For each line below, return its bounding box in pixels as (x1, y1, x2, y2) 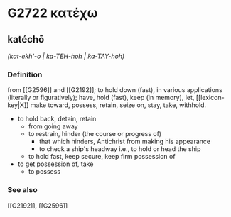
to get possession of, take (17, 160, 94, 168)
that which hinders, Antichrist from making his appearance (38, 137, 211, 146)
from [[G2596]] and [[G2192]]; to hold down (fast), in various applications (7, 86, 222, 94)
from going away (28, 122, 78, 130)
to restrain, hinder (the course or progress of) (28, 130, 162, 138)
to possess (28, 167, 61, 176)
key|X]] (7, 101, 29, 109)
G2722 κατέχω (7, 5, 98, 21)
